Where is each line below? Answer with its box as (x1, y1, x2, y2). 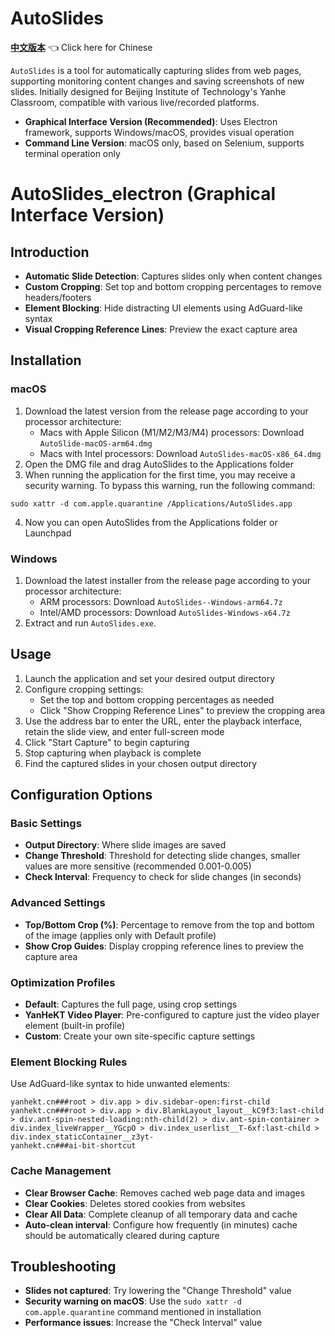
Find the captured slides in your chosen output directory (24, 757, 258, 769)
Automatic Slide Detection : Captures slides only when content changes (24, 270, 323, 282)
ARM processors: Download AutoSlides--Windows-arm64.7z (39, 595, 283, 607)
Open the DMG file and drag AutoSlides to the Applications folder (24, 458, 294, 470)
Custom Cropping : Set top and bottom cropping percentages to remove (24, 280, 322, 292)
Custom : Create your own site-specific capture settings (24, 1030, 256, 1042)
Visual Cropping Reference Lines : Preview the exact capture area (24, 323, 298, 335)
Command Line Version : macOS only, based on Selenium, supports (24, 137, 305, 149)
